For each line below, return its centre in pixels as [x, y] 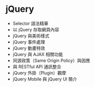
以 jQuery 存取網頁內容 [36, 29]
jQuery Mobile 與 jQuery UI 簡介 [45, 79]
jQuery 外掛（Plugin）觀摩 [39, 73]
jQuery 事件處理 [29, 42]
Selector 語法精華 [31, 23]
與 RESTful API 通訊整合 [37, 66]
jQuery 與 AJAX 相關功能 [38, 54]
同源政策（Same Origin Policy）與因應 [51, 60]
